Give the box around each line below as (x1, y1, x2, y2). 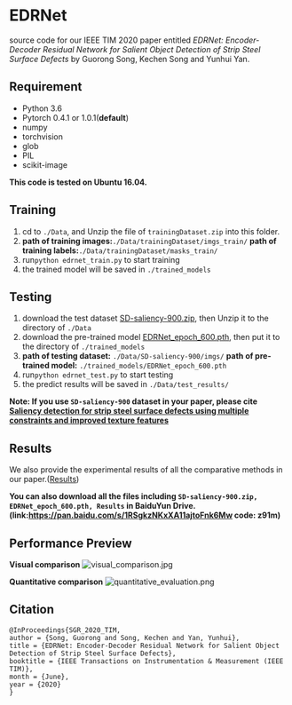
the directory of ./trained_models (21, 341, 146, 352)
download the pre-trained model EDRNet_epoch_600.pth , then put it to (21, 332, 280, 343)
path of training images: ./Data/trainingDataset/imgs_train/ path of (21, 235, 277, 246)
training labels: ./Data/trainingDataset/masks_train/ (21, 245, 218, 256)
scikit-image (21, 159, 68, 170)
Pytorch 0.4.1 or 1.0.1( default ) (21, 112, 130, 123)
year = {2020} (9, 680, 62, 689)
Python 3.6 (21, 103, 62, 114)
